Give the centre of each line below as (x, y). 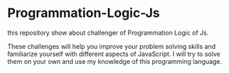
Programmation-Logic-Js (84, 13)
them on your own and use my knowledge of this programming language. (115, 61)
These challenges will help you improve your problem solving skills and (111, 46)
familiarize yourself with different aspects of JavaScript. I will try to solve (114, 54)
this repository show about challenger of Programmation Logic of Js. (108, 33)
